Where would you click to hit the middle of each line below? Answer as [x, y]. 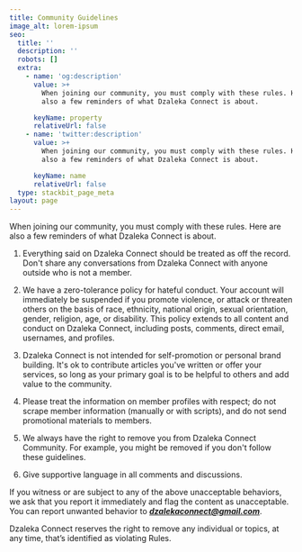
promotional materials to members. [87, 421]
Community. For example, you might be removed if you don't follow [147, 448]
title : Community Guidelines [64, 18]
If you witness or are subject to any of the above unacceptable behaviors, [146, 493]
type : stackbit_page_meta [66, 193]
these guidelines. [54, 457]
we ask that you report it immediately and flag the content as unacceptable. [149, 502]
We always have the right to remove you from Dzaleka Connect [139, 439]
